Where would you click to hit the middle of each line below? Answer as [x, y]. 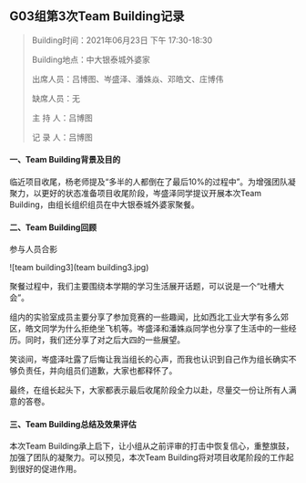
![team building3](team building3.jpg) [79, 268]
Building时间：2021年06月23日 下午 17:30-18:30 [122, 40]
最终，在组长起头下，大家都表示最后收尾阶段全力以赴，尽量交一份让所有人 [149, 390]
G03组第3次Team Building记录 [97, 16]
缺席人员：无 [56, 98]
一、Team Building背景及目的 [65, 160]
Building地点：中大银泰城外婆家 [91, 59]
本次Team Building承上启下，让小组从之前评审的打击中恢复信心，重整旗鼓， [152, 446]
